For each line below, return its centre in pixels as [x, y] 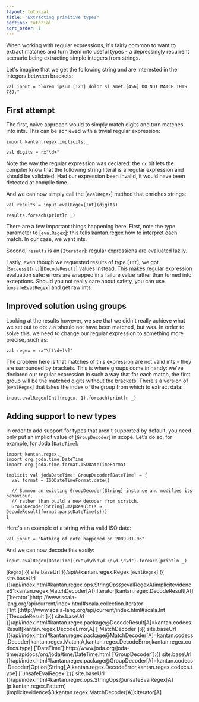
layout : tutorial [28, 12]
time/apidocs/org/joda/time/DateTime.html [58, 654]
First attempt [31, 110]
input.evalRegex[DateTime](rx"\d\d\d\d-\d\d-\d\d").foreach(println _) [97, 561]
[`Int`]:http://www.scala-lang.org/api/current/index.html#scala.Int [86, 610]
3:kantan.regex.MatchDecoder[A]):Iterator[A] [107, 692]
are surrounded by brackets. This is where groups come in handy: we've [95, 368]
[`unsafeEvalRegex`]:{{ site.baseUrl [62, 673]
